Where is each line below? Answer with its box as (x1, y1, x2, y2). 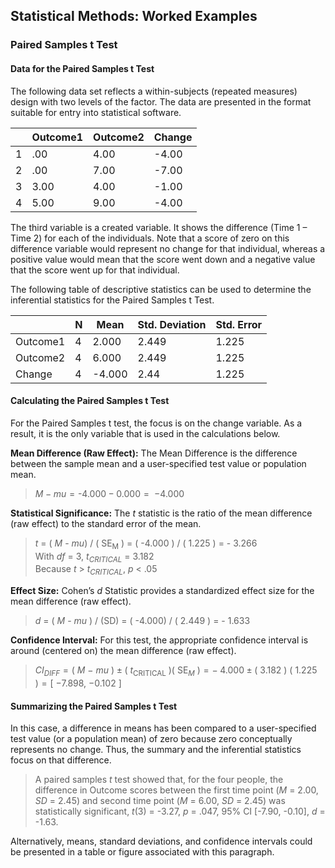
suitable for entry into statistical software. (10, 106, 182, 118)
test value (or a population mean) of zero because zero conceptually (10, 733, 293, 745)
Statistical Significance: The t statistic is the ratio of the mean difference (10, 507, 313, 519)
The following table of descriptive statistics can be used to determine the (10, 283, 312, 295)
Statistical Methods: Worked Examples (10, 8, 258, 25)
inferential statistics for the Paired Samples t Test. (10, 294, 215, 306)
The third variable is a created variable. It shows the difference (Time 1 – (10, 221, 308, 233)
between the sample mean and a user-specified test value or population (10, 457, 307, 469)
